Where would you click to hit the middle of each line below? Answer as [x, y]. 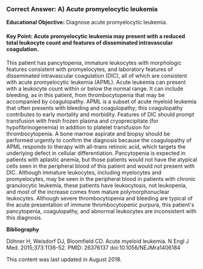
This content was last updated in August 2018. [64, 259]
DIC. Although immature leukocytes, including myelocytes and [84, 172]
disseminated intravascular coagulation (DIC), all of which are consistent [97, 75]
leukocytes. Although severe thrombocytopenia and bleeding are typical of [99, 198]
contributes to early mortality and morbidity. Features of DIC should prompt [100, 114]
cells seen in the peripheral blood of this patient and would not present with [101, 166]
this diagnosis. [24, 217]
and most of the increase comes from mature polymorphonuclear [88, 192]
